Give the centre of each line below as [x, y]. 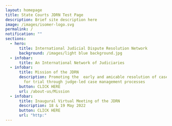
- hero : [18, 44]
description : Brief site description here [51, 20]
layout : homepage [24, 10]
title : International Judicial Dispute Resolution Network [83, 48]
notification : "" [24, 34]
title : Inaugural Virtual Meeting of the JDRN [69, 101]
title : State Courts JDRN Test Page [44, 15]
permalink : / [19, 29]
